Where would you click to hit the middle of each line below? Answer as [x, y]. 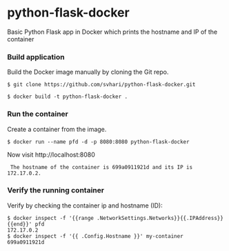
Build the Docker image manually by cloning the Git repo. [88, 72]
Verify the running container [56, 190]
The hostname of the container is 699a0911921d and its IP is [101, 167]
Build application [36, 57]
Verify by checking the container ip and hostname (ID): [85, 205]
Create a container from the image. [57, 129]
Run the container [38, 114]
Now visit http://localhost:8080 [51, 154]
